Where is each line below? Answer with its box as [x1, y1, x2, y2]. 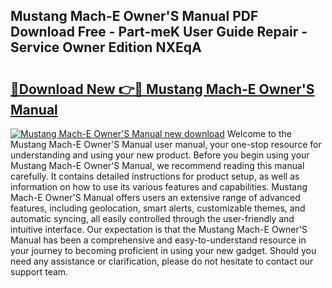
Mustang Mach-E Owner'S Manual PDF [10, 8, 259, 25]
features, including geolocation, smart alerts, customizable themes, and [10, 202, 306, 214]
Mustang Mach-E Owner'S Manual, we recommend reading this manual [10, 160, 305, 171]
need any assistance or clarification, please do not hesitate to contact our [10, 255, 314, 267]
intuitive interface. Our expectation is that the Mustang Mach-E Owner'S [10, 224, 308, 235]
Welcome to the [226, 128, 292, 139]
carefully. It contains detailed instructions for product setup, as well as [10, 170, 300, 182]
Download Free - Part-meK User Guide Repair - [10, 24, 308, 41]
